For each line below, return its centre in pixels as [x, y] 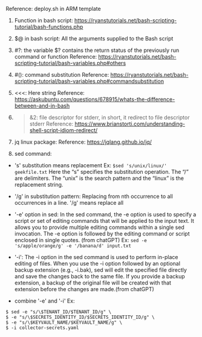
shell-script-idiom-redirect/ [64, 130]
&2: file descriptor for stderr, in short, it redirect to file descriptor [109, 117]
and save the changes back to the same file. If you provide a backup [99, 276]
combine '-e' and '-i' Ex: [44, 301]
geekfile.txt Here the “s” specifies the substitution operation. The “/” [101, 172]
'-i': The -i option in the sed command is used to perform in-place [96, 257]
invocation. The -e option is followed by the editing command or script [102, 234]
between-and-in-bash [42, 106]
